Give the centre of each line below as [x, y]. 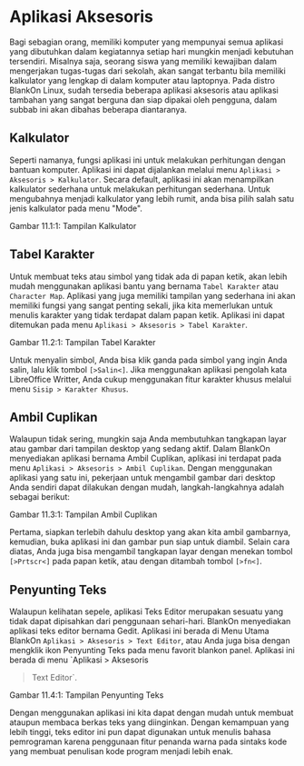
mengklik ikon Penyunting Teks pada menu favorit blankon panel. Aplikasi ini [152, 651]
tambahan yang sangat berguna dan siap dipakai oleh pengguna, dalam [143, 99]
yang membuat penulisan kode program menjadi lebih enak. [121, 751]
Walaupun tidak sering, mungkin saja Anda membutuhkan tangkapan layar [148, 439]
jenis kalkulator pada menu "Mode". [76, 208]
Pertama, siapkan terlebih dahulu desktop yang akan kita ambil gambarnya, [150, 532]
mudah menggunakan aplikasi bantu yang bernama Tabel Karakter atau [144, 286]
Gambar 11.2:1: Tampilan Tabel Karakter [83, 342]
